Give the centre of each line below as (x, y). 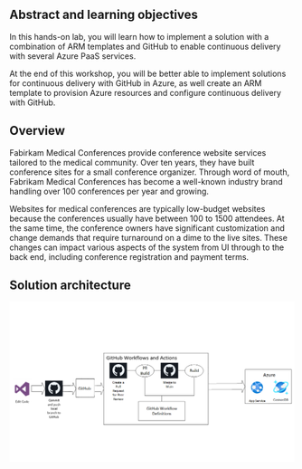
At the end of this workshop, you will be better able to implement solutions (148, 73)
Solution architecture (70, 286)
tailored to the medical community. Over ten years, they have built (132, 162)
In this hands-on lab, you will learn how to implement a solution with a (139, 36)
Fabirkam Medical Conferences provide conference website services (138, 152)
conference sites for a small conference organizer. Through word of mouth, (150, 172)
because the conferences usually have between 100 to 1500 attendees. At (147, 218)
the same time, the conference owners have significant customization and (147, 228)
